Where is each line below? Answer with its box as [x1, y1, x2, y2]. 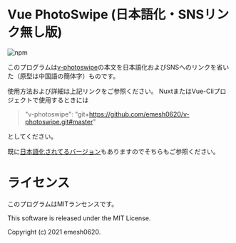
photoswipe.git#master [24, 117, 93, 126]
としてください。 [7, 132, 58, 141]
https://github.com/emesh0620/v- [88, 109, 190, 118]
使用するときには [38, 95, 89, 104]
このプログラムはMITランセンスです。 [7, 200, 118, 208]
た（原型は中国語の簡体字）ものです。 [7, 72, 120, 80]
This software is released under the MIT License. [7, 214, 151, 222]
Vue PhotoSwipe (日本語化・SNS [7, 6, 205, 23]
